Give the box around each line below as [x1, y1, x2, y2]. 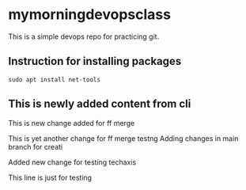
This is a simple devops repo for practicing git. [8, 32, 160, 41]
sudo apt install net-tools [8, 75, 101, 84]
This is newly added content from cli [8, 97, 191, 111]
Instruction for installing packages [8, 55, 182, 68]
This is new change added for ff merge [8, 118, 135, 127]
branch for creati [8, 142, 63, 151]
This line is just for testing [8, 173, 93, 182]
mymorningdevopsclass [8, 6, 172, 24]
